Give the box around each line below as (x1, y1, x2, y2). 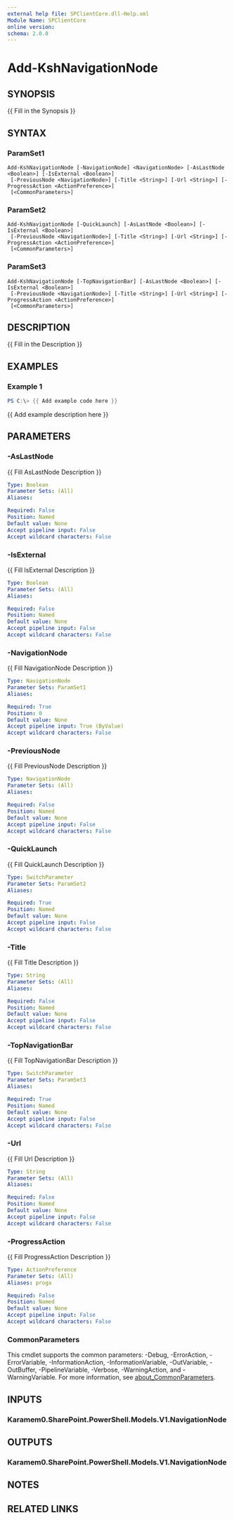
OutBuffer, (7, 1365, 37, 1374)
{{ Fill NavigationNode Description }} (7, 664, 113, 672)
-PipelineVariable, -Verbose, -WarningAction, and (38, 1365, 181, 1374)
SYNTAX (7, 127, 47, 139)
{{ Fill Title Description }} (7, 958, 79, 967)
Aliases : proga (7, 1279, 52, 1287)
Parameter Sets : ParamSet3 (7, 1076, 86, 1083)
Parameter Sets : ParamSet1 (7, 684, 86, 691)
